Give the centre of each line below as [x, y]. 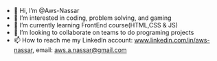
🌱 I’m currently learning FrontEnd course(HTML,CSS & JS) [96, 25]
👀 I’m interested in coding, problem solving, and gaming [92, 18]
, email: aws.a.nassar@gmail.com [79, 50]
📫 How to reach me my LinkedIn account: [73, 40]
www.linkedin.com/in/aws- [172, 40]
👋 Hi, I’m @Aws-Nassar [46, 11]
